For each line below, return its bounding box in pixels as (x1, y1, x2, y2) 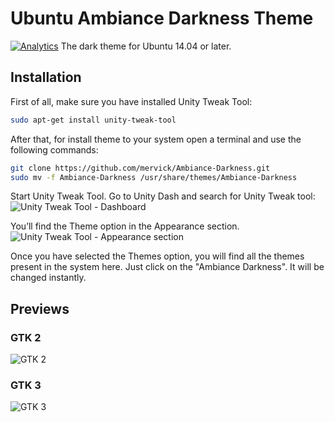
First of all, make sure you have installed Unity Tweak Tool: (10, 95, 253, 107)
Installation (10, 69, 82, 86)
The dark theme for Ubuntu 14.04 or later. (60, 40, 232, 52)
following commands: (10, 143, 99, 156)
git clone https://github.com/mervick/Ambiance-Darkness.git (10, 163, 271, 173)
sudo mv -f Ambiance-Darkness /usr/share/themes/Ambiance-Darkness (10, 172, 298, 182)
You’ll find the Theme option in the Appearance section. (10, 220, 240, 232)
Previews (10, 300, 70, 317)
